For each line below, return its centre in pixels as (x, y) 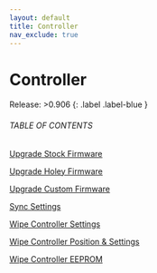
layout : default (40, 18)
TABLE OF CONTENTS (51, 125)
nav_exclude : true (44, 34)
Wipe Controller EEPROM (56, 258)
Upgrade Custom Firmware (60, 189)
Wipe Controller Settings (55, 224)
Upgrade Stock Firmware (56, 153)
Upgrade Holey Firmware (56, 171)
